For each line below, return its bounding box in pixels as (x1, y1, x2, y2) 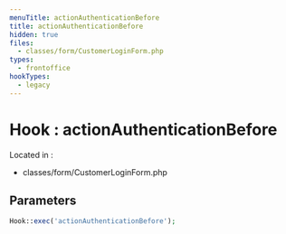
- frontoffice (17, 64, 71, 73)
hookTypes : (9, 72, 51, 81)
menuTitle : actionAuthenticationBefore (9, 13, 160, 23)
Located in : (9, 149, 54, 160)
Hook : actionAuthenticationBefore (9, 119, 278, 140)
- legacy (17, 80, 51, 89)
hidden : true (9, 30, 59, 39)
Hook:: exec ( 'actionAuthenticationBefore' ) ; (9, 217, 176, 226)
